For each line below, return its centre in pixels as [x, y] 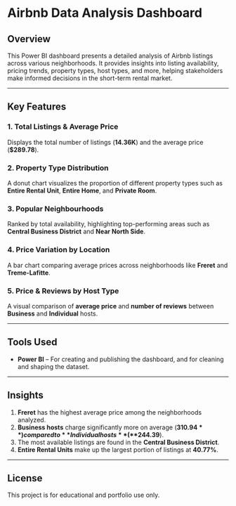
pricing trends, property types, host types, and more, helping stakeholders [115, 71]
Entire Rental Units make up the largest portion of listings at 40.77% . [118, 449]
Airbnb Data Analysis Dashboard [105, 13]
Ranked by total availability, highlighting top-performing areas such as [109, 224]
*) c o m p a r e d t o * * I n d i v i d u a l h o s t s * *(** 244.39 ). [90, 434]
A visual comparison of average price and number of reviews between [111, 306]
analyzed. [32, 420]
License [25, 478]
